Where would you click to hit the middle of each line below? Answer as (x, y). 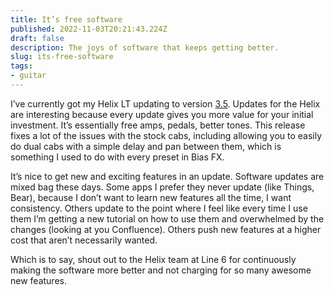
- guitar (28, 76)
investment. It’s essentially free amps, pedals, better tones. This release (158, 125)
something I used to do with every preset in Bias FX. (117, 157)
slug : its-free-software (62, 57)
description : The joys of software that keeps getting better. (145, 47)
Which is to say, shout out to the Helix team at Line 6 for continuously (153, 259)
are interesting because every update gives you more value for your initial (162, 114)
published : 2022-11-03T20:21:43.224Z (89, 29)
